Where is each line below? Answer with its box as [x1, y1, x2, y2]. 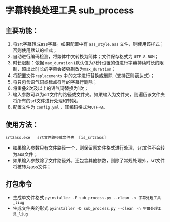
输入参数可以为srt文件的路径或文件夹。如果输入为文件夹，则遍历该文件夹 [12, 92, 165, 97]
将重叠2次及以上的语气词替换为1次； [12, 85, 89, 91]
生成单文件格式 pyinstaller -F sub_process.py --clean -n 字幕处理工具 [12, 194, 161, 200]
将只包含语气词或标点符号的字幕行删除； [12, 79, 97, 85]
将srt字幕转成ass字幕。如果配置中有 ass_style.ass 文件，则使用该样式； [12, 41, 164, 47]
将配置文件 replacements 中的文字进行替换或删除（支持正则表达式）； [12, 72, 155, 79]
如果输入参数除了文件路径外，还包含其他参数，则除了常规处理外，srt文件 [12, 157, 165, 163]
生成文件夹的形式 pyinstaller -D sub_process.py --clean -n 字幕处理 [12, 205, 158, 211]
